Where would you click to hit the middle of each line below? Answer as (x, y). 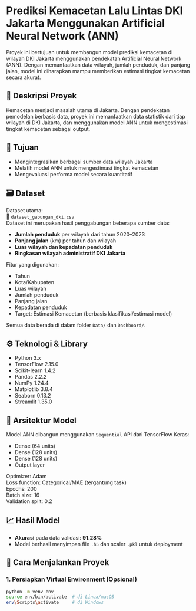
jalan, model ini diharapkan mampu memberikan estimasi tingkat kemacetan (98, 71)
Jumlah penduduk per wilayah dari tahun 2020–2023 (80, 235)
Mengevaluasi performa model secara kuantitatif (74, 174)
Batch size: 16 (23, 495)
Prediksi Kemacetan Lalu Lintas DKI (95, 11)
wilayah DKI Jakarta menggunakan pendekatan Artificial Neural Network (94, 58)
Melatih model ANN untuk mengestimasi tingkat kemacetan (87, 168)
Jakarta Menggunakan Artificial (86, 23)
